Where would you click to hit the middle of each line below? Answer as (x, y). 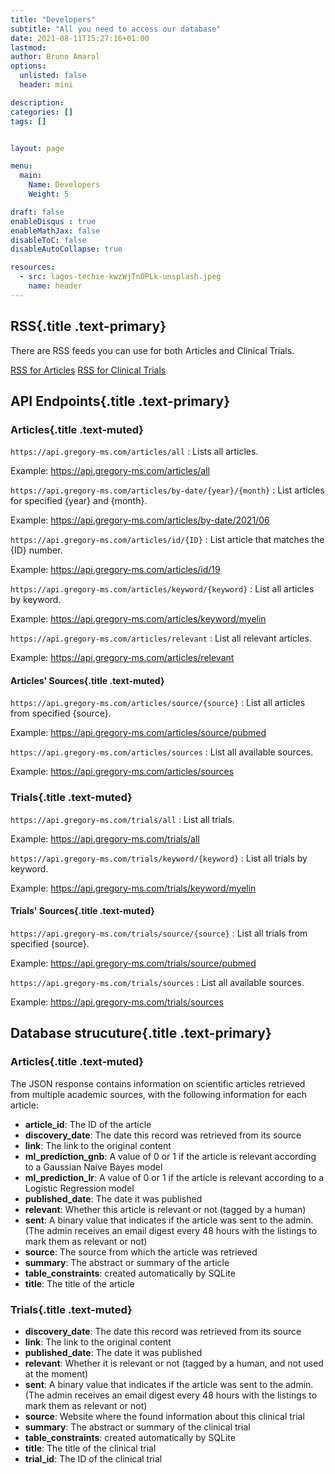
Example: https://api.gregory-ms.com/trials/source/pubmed (133, 963)
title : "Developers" (53, 19)
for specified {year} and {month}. (79, 501)
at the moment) (56, 1373)
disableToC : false (48, 240)
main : (31, 176)
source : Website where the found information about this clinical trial (164, 1416)
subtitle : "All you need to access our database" (116, 29)
